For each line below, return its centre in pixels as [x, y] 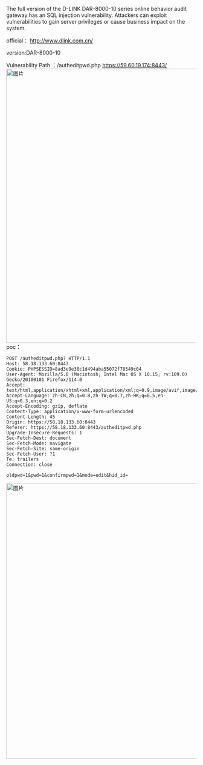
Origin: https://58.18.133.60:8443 [51, 422]
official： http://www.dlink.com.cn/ [50, 41]
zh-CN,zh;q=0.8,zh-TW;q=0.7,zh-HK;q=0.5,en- [109, 396]
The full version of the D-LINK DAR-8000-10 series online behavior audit [97, 9]
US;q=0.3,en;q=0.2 [29, 401]
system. [16, 28]
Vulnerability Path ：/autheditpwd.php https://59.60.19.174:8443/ [87, 65]
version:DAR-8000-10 [34, 53]
